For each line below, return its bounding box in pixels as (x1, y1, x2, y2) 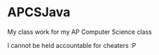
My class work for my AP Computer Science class (7, 28, 153, 36)
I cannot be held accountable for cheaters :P (7, 41, 136, 49)
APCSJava (7, 4, 71, 20)
